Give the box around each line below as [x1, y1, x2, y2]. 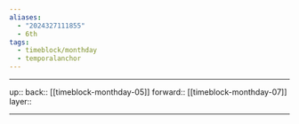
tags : [9, 37, 29, 47]
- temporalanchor [17, 54, 82, 63]
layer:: [9, 97, 33, 106]
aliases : [9, 12, 42, 22]
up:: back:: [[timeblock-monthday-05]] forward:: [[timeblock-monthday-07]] [9, 87, 287, 97]
